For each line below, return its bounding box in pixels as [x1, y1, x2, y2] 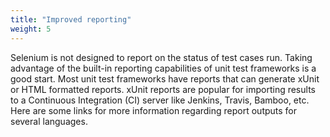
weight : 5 [10, 24, 52, 34]
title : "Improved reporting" [10, 14, 132, 25]
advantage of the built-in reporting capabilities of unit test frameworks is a [10, 62, 317, 74]
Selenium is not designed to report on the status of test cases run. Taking [10, 51, 313, 63]
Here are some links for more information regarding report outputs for [10, 104, 298, 116]
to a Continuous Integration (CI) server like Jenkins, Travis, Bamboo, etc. [10, 94, 310, 106]
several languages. [10, 115, 88, 127]
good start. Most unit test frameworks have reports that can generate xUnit [10, 72, 320, 85]
